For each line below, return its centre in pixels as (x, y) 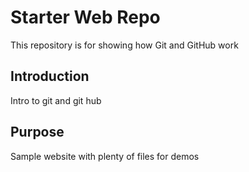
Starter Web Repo (85, 17)
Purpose (37, 132)
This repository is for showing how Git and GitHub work (124, 45)
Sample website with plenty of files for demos (105, 156)
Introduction (50, 76)
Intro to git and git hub (56, 100)
